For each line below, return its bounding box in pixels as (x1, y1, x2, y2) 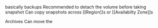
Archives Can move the (5, 19, 53, 24)
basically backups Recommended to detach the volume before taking (5, 4, 147, 10)
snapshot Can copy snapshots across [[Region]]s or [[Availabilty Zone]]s (5, 9, 153, 15)
